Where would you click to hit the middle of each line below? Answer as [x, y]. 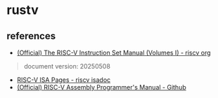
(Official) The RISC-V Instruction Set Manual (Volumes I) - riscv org [114, 52]
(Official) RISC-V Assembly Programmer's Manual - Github [102, 87]
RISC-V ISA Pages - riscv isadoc [64, 80]
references [31, 36]
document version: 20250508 [67, 66]
